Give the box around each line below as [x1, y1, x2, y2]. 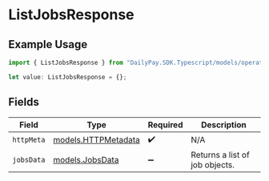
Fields [8, 95, 40, 109]
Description [201, 119, 247, 130]
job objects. [191, 159, 235, 170]
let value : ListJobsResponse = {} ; [8, 73, 127, 81]
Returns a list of [191, 149, 250, 160]
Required [147, 119, 183, 130]
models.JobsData [53, 154, 119, 165]
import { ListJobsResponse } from [8, 58, 124, 66]
